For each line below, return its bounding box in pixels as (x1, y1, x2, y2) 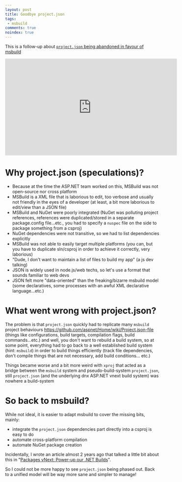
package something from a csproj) (12, 225, 82, 231)
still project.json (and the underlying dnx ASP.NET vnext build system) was (5, 372, 159, 379)
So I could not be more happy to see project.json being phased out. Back (5, 466, 155, 472)
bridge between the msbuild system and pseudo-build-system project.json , (5, 367, 159, 373)
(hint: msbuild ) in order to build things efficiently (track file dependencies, (5, 347, 154, 353)
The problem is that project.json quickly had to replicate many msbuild (5, 321, 150, 327)
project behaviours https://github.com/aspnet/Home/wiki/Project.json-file (5, 327, 154, 332)
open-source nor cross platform (12, 188, 77, 194)
